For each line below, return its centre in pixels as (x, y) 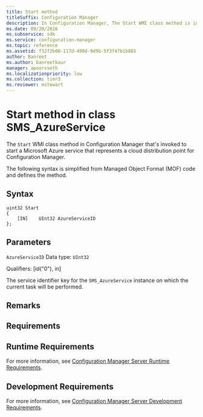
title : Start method (32, 12)
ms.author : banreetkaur (36, 62)
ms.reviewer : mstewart (35, 85)
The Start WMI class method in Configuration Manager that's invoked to (96, 144)
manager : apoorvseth (32, 68)
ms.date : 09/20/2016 (32, 29)
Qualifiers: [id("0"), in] (34, 269)
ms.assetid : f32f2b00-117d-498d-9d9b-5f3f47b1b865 (71, 51)
